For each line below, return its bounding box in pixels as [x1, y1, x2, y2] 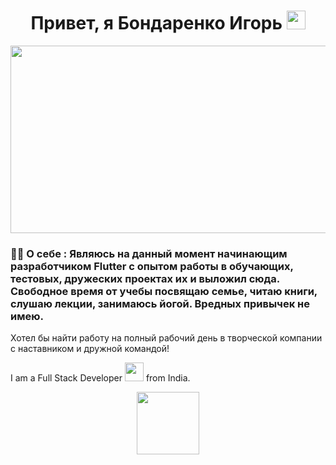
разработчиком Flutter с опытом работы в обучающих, [10, 259, 294, 273]
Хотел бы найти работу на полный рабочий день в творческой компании [10, 332, 323, 344]
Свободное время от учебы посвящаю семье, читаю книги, [10, 284, 318, 298]
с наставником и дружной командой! [10, 343, 170, 355]
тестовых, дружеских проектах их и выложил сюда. [10, 271, 280, 285]
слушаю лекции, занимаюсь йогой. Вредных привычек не [10, 296, 310, 310]
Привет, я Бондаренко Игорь [30, 12, 283, 35]
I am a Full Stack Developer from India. [10, 372, 191, 384]
